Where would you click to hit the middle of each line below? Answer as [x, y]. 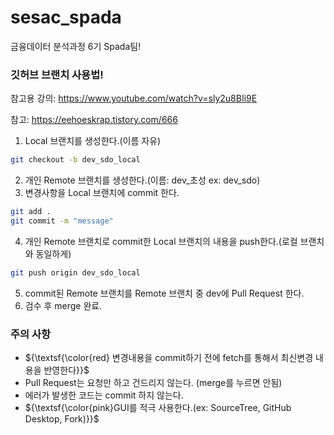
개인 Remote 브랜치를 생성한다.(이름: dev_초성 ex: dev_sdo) [142, 180]
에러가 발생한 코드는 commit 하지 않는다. [104, 395]
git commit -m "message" [62, 221]
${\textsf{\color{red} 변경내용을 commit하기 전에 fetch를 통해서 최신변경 [169, 358]
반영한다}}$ [66, 370]
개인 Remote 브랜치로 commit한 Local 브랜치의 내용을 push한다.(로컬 [161, 241]
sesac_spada [66, 17]
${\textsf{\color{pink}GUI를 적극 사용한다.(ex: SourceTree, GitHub [158, 408]
